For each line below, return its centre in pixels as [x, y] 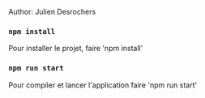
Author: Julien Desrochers [52, 12]
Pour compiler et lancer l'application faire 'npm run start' [103, 85]
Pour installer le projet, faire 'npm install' [76, 49]
